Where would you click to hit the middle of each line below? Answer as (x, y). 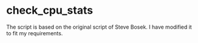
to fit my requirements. (35, 33)
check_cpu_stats (50, 10)
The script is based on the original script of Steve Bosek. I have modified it (99, 27)
